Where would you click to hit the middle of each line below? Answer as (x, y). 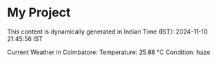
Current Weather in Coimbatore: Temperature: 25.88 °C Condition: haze (109, 52)
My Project (39, 13)
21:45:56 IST (25, 38)
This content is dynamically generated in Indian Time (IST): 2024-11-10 (107, 32)
